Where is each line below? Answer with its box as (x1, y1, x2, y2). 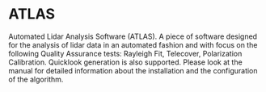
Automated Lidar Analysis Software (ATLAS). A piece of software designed (8, 31, 257, 41)
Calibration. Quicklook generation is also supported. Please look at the (8, 57, 243, 67)
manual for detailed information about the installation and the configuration (8, 65, 258, 75)
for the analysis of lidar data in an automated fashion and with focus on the (8, 40, 258, 49)
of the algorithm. (8, 74, 64, 84)
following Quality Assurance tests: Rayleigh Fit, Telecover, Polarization (8, 48, 243, 58)
